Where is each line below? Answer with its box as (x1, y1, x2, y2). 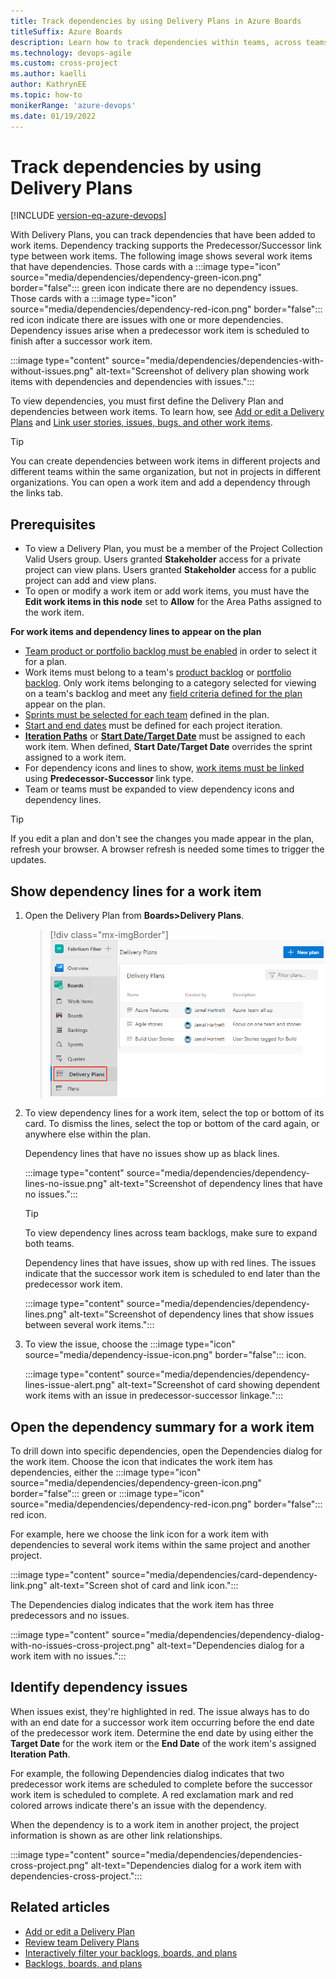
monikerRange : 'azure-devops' (10, 100, 137, 110)
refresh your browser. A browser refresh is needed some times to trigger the (10, 843, 325, 855)
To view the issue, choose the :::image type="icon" (24, 1338, 236, 1350)
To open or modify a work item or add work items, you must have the (24, 585, 310, 597)
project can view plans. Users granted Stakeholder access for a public (24, 564, 317, 576)
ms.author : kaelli (10, 69, 87, 79)
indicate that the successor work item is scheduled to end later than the (24, 1268, 321, 1280)
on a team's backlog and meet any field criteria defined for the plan (24, 688, 303, 700)
